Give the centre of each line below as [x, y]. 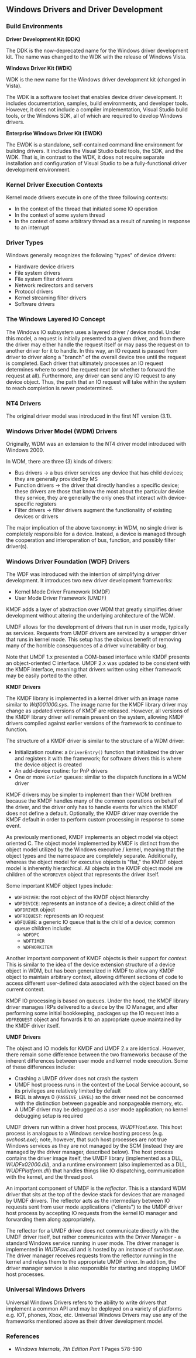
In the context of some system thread [60, 215]
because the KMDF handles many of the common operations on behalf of [94, 801]
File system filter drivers [44, 279]
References [23, 1336]
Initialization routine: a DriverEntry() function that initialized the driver [99, 752]
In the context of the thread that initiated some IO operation [86, 209]
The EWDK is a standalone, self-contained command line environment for [94, 144]
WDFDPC [31, 935]
